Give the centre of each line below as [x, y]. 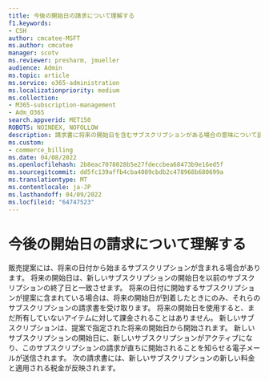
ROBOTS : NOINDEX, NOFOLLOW [53, 127]
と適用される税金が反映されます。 [64, 368]
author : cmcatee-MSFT [44, 38]
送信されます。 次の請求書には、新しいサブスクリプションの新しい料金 [139, 358]
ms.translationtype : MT [48, 180]
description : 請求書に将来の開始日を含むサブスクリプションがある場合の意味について [133, 135]
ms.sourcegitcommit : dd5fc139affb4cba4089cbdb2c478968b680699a [116, 172]
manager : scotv [34, 53]
